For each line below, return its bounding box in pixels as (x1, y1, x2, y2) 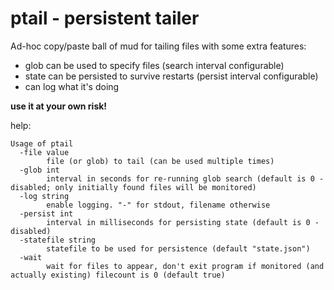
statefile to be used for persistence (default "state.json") (46, 243, 311, 254)
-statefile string (19, 235, 97, 245)
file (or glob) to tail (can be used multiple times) (46, 156, 275, 166)
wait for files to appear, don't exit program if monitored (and (46, 261, 325, 271)
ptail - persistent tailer (10, 7, 200, 30)
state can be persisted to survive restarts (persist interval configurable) (24, 70, 319, 82)
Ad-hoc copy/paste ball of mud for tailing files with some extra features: (10, 40, 307, 52)
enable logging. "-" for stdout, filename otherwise (46, 200, 271, 210)
